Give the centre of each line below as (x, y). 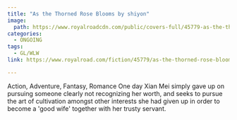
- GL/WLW (26, 54)
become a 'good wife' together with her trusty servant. (87, 108)
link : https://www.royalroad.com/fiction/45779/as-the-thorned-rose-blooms (121, 60)
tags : (15, 47)
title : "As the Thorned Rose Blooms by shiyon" (79, 14)
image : (17, 20)
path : (22, 27)
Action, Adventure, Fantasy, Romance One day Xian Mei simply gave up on (116, 86)
